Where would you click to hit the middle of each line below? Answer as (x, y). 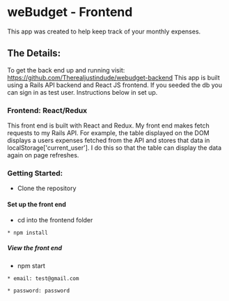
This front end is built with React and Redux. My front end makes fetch (109, 125)
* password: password (39, 291)
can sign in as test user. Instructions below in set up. (82, 92)
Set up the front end (37, 204)
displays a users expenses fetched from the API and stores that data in (109, 141)
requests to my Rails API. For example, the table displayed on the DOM (109, 133)
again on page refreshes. (43, 155)
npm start (31, 265)
